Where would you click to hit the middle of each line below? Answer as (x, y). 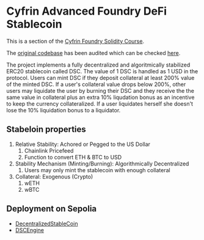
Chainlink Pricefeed (49, 150)
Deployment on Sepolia (52, 209)
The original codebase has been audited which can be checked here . (93, 53)
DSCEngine (30, 230)
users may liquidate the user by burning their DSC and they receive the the (100, 90)
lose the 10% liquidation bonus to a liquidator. (64, 110)
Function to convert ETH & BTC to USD (73, 157)
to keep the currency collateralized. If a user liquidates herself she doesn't (100, 104)
